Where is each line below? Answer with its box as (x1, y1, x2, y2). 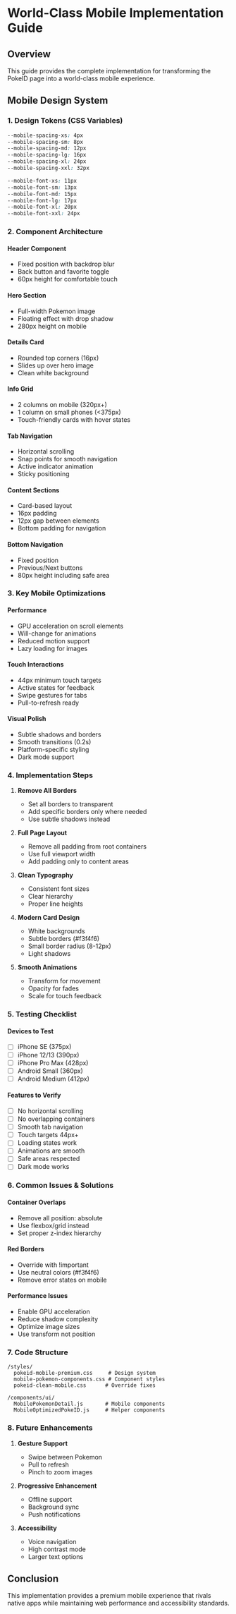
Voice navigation (27, 1537, 77, 1546)
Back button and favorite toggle (17, 267, 110, 276)
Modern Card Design (17, 914, 80, 922)
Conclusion (7, 1573, 59, 1585)
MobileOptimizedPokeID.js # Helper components (13, 1407, 166, 1414)
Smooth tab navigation (17, 1123, 83, 1131)
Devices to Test (7, 1026, 54, 1035)
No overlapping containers (17, 1115, 95, 1123)
